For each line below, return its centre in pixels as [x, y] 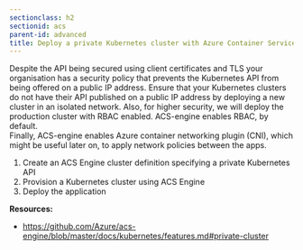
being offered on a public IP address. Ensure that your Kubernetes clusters [148, 88]
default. [24, 126]
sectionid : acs [38, 26]
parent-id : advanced [48, 34]
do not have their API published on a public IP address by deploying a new [147, 97]
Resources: [31, 209]
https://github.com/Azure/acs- [79, 227]
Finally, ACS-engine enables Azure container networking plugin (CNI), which [151, 135]
